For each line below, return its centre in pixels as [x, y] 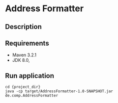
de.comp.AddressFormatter [31, 96]
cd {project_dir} [23, 87]
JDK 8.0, [21, 60]
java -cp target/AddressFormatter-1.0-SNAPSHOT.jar [59, 91]
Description [23, 27]
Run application [30, 76]
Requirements [27, 43]
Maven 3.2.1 [24, 55]
